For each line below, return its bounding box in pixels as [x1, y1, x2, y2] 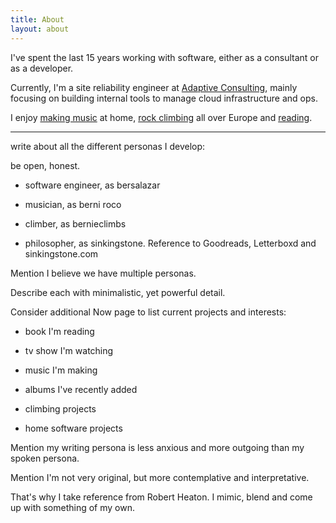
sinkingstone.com [24, 247, 99, 260]
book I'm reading [24, 325, 95, 337]
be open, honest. [10, 159, 81, 171]
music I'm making [24, 364, 98, 376]
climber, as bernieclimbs [24, 217, 127, 230]
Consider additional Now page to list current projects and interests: [10, 306, 287, 318]
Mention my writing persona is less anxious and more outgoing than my [10, 441, 305, 453]
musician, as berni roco [24, 198, 122, 210]
